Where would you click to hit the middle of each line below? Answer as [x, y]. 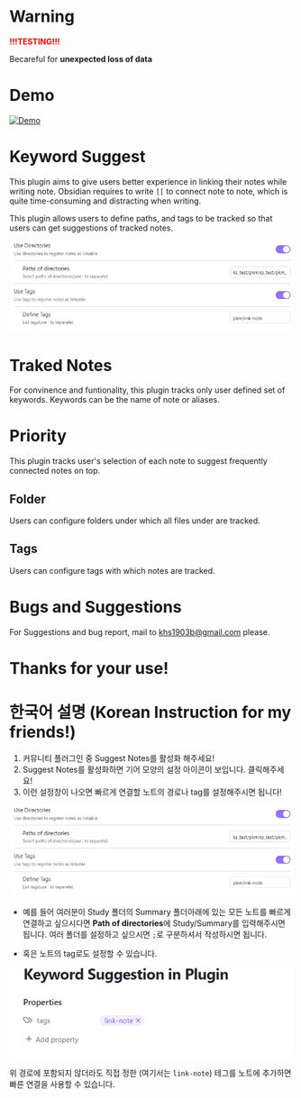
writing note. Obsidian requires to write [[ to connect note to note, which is [149, 191]
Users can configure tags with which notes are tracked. [112, 570]
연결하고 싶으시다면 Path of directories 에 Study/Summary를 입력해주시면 [154, 923]
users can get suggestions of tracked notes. [91, 228]
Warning [42, 17]
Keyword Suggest [78, 157]
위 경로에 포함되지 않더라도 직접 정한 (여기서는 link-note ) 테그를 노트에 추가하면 [150, 1073]
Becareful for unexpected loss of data [81, 59]
